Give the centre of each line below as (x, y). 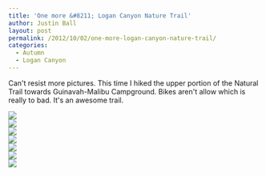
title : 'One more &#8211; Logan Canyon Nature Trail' (100, 16)
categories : (28, 46)
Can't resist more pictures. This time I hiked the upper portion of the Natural (133, 83)
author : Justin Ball (43, 23)
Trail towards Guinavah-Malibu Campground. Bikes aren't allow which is (127, 91)
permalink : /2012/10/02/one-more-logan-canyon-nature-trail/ (113, 38)
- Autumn (30, 53)
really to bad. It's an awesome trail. (66, 100)
